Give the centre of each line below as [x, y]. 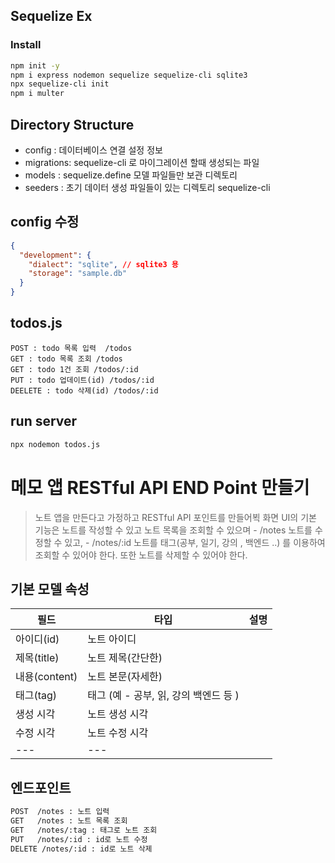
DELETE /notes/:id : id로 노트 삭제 [81, 849]
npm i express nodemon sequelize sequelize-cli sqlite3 [129, 75]
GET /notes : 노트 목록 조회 [69, 821]
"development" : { [55, 255]
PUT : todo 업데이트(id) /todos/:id [82, 380]
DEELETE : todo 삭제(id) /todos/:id [84, 390]
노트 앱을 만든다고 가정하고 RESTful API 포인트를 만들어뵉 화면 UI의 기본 [175, 517]
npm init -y [35, 65]
